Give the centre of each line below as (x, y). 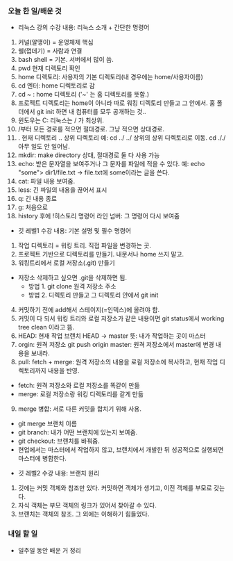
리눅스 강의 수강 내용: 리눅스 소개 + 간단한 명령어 (84, 27)
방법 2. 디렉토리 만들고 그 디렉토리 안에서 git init (93, 295)
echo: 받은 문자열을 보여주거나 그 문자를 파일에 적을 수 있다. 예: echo (111, 164)
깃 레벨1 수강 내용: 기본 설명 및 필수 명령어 (74, 231)
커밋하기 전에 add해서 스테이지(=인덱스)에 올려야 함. (89, 310)
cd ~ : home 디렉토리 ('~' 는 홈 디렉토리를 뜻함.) (84, 95)
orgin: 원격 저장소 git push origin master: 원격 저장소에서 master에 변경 (116, 345)
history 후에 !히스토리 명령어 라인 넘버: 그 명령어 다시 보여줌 (98, 216)
